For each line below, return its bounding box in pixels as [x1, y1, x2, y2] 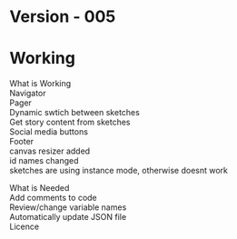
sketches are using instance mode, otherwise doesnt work [9, 165, 229, 176]
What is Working [9, 78, 72, 89]
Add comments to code [9, 193, 97, 204]
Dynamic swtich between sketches [9, 107, 141, 118]
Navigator [9, 88, 47, 99]
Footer [9, 136, 35, 147]
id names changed [9, 155, 79, 166]
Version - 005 [9, 6, 116, 27]
